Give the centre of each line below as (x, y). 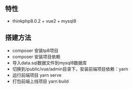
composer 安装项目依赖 (36, 57)
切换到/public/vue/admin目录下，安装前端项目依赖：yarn (70, 69)
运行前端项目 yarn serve (37, 75)
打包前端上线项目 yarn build (41, 81)
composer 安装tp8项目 (35, 50)
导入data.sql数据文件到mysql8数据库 (50, 62)
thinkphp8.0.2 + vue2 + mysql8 (44, 21)
